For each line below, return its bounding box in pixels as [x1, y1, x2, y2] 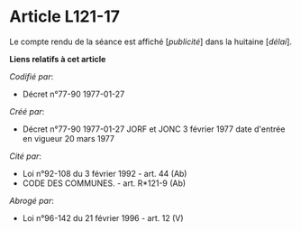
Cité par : [9, 151, 42, 162]
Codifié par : [9, 70, 54, 82]
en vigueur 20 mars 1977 [22, 133, 115, 143]
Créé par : [9, 106, 45, 116]
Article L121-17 [9, 6, 120, 27]
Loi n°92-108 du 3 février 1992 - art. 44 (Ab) [22, 168, 187, 179]
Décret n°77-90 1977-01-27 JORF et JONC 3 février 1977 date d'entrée [22, 124, 286, 134]
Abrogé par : [9, 195, 54, 206]
